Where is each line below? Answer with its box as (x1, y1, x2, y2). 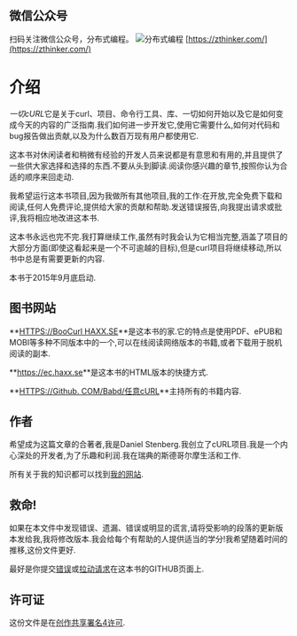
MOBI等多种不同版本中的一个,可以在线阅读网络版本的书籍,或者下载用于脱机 (9, 337, 283, 347)
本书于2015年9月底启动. (9, 272, 97, 283)
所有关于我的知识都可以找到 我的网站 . (9, 469, 145, 480)
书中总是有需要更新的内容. (9, 253, 106, 264)
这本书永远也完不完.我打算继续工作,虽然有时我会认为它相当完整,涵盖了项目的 (9, 231, 288, 242)
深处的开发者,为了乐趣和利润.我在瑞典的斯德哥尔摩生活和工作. (16, 450, 242, 461)
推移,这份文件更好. (9, 545, 77, 555)
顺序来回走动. (24, 171, 74, 182)
